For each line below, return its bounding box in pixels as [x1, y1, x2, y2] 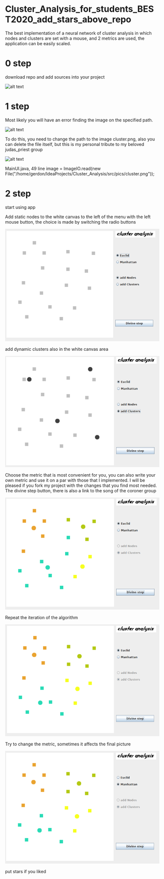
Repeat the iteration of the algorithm [5, 615, 78, 621]
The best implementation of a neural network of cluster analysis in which [5, 30, 152, 36]
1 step [5, 101, 29, 112]
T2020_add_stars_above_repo [5, 14, 131, 25]
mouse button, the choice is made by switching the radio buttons [5, 219, 136, 225]
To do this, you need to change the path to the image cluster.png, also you [5, 136, 155, 142]
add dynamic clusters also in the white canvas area [5, 346, 109, 352]
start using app [5, 204, 36, 210]
